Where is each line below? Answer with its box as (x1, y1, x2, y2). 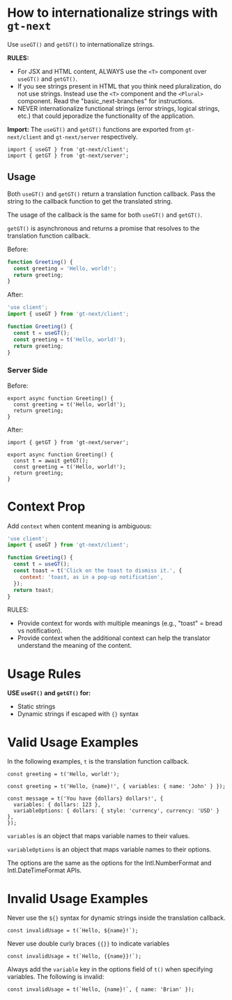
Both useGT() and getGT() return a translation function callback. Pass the (7, 190, 216, 198)
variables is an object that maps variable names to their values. (7, 832, 190, 840)
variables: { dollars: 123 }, (13, 801, 101, 808)
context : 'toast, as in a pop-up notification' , (20, 573, 164, 580)
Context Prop (7, 499, 86, 514)
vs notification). (17, 626, 63, 635)
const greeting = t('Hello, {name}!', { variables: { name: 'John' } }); (7, 783, 226, 790)
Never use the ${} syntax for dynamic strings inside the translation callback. (7, 914, 226, 922)
